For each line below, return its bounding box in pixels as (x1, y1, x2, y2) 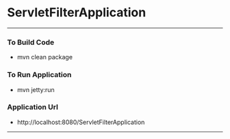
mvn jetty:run (16, 85, 55, 93)
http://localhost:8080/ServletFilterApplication (16, 118, 145, 126)
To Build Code (7, 37, 55, 47)
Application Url (7, 102, 58, 112)
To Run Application (7, 70, 72, 80)
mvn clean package (16, 53, 73, 61)
